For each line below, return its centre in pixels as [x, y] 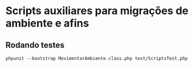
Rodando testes [35, 45]
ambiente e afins [47, 23]
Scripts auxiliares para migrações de [97, 11]
